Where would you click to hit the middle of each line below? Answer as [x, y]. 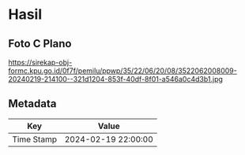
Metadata [32, 104]
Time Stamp [35, 139]
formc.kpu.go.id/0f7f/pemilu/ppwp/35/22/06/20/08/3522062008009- [122, 71]
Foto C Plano [40, 44]
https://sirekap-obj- [40, 62]
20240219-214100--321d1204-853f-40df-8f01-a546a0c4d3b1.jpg [116, 79]
